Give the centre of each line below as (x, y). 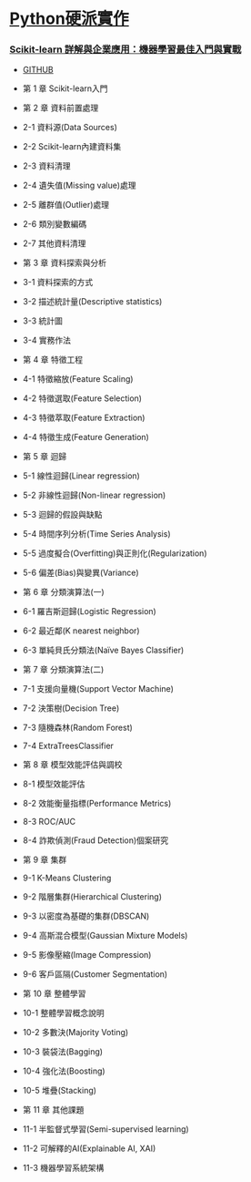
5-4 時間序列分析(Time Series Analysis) (96, 534)
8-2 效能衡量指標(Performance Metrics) (97, 804)
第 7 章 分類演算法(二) (63, 670)
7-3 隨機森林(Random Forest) (78, 728)
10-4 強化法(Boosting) (64, 1071)
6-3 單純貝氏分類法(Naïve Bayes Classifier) (103, 650)
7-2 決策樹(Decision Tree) (71, 708)
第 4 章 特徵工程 (53, 360)
